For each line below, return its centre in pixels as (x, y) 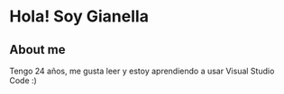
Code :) (23, 81)
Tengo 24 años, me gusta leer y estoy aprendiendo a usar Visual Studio (142, 71)
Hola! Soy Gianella (79, 17)
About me (37, 50)
